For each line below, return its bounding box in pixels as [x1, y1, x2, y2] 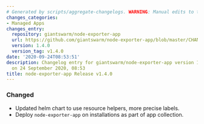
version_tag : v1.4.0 [12, 48, 64, 54]
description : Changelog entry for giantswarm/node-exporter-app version [6, 59, 194, 65]
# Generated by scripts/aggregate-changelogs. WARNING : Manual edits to [6, 8, 194, 15]
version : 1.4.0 [12, 43, 50, 49]
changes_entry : [6, 25, 45, 32]
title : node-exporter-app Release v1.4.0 [6, 71, 113, 77]
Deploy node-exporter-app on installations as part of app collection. [15, 111, 184, 118]
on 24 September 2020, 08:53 [12, 65, 86, 71]
